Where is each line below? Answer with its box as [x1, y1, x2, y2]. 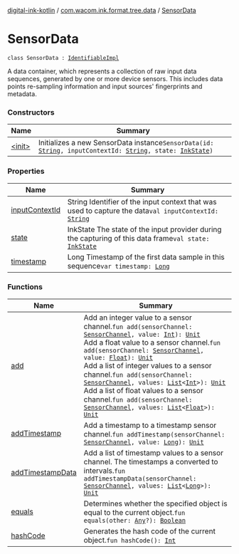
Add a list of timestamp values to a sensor [83, 448, 224, 458]
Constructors [7, 107, 55, 117]
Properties [7, 167, 45, 177]
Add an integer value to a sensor [83, 313, 192, 323]
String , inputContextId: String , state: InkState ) [38, 147, 213, 155]
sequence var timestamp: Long [67, 261, 170, 271]
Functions [7, 282, 43, 292]
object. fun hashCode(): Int [83, 535, 176, 545]
